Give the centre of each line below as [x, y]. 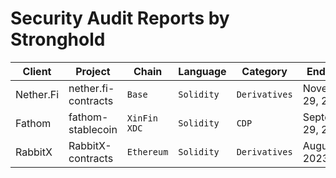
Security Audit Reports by [120, 18]
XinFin [142, 118]
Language [202, 71]
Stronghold [58, 39]
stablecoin [93, 129]
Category [264, 71]
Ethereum [147, 151]
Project [93, 71]
